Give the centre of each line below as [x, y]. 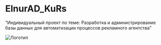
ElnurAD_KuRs [36, 9]
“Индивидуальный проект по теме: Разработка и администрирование [80, 22]
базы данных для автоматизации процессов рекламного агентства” [78, 27]
